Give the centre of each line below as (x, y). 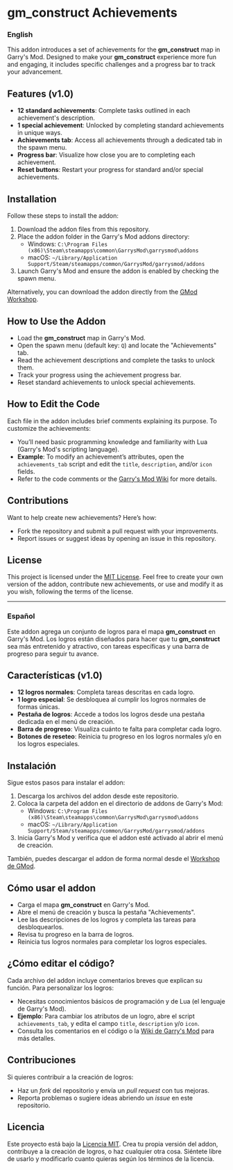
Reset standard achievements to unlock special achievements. (106, 382)
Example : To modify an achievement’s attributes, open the (101, 457)
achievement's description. (56, 118)
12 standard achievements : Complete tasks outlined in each (104, 111)
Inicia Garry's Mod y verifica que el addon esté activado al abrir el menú (120, 838)
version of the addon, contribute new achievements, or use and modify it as (115, 584)
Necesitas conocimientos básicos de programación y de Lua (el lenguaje (121, 1001)
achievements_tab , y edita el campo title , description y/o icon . (108, 1023)
